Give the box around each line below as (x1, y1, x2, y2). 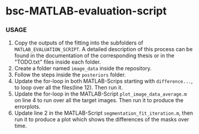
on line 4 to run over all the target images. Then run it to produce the (14, 97, 184, 104)
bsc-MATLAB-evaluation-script (5, 4, 167, 18)
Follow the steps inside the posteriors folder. (14, 71, 126, 79)
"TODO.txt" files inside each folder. (14, 58, 101, 65)
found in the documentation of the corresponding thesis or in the (14, 52, 174, 59)
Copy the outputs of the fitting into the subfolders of (14, 39, 143, 46)
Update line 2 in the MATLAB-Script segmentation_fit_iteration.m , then (14, 109, 193, 117)
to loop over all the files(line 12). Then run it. (14, 84, 123, 91)
